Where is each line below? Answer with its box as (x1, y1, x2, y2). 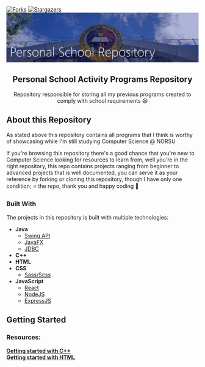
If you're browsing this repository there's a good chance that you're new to (6, 149, 195, 157)
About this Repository (6, 115, 92, 125)
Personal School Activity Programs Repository (12, 74, 193, 85)
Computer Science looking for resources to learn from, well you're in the (6, 156, 188, 163)
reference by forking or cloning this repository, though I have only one (6, 175, 182, 183)
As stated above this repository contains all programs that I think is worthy (6, 131, 193, 138)
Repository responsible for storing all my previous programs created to (13, 91, 192, 98)
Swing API (24, 232, 51, 239)
